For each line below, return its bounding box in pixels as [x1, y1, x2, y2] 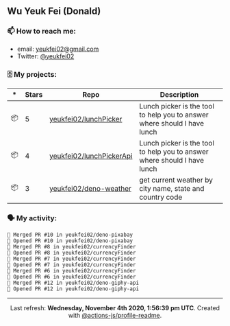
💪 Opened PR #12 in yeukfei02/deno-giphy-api [7, 286, 139, 292]
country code [139, 192, 183, 202]
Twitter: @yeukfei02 [16, 51, 75, 60]
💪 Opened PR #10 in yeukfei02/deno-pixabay [7, 237, 133, 244]
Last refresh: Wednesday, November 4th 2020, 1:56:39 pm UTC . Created [10, 304, 220, 312]
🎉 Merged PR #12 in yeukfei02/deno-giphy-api [7, 279, 139, 287]
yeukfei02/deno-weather [49, 183, 132, 193]
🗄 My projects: [7, 69, 57, 79]
